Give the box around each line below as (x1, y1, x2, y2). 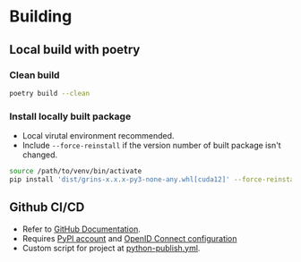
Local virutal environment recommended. (21, 131, 175, 141)
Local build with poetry (9, 42, 141, 57)
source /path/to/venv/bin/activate (9, 167, 142, 176)
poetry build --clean (9, 89, 90, 97)
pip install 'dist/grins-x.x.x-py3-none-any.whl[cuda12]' (9, 174, 230, 184)
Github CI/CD (9, 199, 85, 216)
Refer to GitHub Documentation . (21, 224, 141, 234)
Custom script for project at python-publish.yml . (21, 242, 201, 253)
